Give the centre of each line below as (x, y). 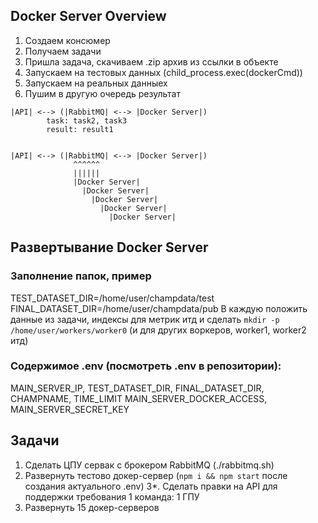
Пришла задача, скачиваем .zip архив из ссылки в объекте (151, 61)
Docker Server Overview (88, 16)
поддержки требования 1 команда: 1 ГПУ (112, 496)
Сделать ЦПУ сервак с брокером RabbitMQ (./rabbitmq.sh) (149, 465)
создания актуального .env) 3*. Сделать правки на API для (151, 486)
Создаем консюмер (67, 40)
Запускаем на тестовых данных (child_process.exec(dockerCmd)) (163, 72)
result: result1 (80, 129)
